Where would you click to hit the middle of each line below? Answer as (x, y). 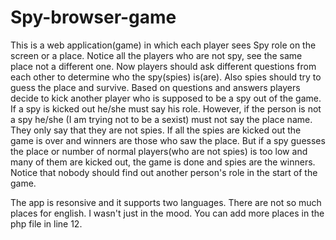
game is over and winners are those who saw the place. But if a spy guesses (168, 140)
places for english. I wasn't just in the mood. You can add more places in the (167, 213)
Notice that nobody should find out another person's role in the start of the (164, 172)
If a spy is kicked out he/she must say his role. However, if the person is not (166, 108)
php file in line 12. (46, 223)
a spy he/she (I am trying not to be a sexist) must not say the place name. (161, 119)
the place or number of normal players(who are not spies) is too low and (159, 151)
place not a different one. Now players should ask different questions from (163, 66)
